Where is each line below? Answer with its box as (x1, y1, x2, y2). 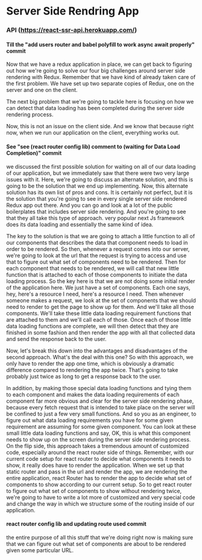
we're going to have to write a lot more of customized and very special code (6, 493, 195, 501)
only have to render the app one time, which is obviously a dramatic (6, 360, 175, 367)
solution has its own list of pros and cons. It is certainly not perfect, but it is (6, 189, 193, 196)
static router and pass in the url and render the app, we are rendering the (6, 467, 188, 475)
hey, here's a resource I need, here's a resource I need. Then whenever (6, 290, 184, 298)
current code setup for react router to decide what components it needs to (6, 455, 192, 462)
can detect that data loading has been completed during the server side (6, 105, 185, 112)
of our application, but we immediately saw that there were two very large (6, 169, 190, 177)
